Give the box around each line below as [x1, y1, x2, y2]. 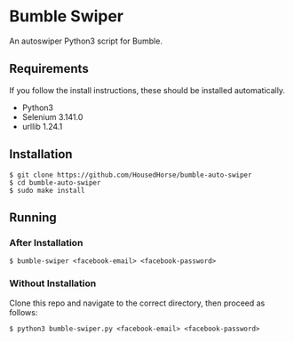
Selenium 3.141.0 [21, 111, 83, 122]
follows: [9, 306, 38, 317]
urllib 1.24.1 [21, 121, 63, 131]
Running [9, 210, 58, 225]
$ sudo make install [9, 186, 86, 195]
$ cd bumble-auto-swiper [9, 178, 101, 187]
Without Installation [9, 277, 97, 290]
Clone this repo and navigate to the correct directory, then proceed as [9, 298, 266, 308]
